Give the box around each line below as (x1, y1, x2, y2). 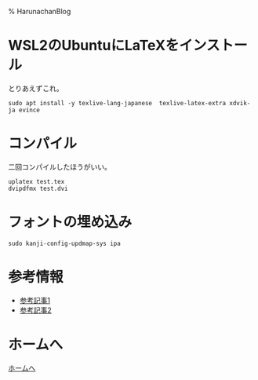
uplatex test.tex (8, 177, 65, 185)
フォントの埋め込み (8, 214, 133, 231)
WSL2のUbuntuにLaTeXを (8, 37, 180, 54)
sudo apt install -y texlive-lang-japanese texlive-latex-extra (8, 99, 226, 107)
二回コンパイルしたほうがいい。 (8, 162, 111, 171)
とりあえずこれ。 (8, 83, 64, 93)
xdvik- (229, 99, 251, 107)
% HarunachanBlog (8, 7, 71, 16)
